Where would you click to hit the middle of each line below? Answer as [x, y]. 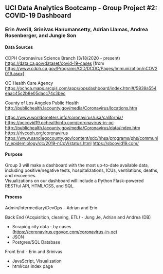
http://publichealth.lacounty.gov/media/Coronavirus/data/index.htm [72, 128]
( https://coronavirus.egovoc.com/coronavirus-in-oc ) [65, 232]
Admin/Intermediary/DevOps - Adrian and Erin [51, 208]
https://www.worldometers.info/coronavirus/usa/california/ [64, 117]
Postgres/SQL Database [36, 242]
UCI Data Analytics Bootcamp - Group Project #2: [81, 8]
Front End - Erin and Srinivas [34, 251]
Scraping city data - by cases [42, 226]
